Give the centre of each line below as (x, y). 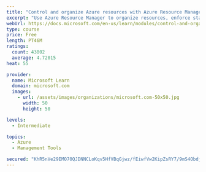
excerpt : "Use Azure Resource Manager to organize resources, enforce (98, 18)
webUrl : (16, 23)
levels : (16, 120)
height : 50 (36, 109)
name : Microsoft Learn (41, 80)
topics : (16, 137)
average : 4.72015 (34, 58)
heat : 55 (17, 63)
